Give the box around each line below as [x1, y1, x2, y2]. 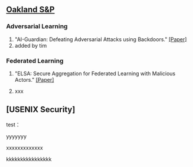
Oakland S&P [6, 5, 55, 15]
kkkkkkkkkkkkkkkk [6, 155, 52, 162]
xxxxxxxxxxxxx [6, 144, 43, 151]
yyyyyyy [6, 132, 27, 140]
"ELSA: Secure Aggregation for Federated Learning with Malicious [14, 70, 176, 77]
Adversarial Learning [6, 22, 68, 31]
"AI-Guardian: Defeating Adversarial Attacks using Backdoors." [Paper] [14, 35, 187, 43]
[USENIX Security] [6, 105, 76, 115]
